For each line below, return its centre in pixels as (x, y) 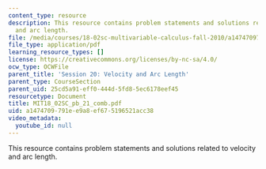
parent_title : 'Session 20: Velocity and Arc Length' (99, 74)
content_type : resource (47, 15)
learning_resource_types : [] (56, 52)
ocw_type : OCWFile (38, 67)
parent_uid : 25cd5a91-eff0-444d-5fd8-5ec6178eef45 (93, 89)
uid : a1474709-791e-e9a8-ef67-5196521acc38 (81, 111)
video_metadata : (35, 118)
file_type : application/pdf (55, 45)
